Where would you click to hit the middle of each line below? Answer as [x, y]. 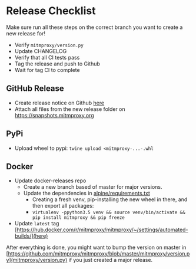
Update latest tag [37, 224]
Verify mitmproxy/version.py [49, 45]
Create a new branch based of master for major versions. [93, 187]
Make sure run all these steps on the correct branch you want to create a [94, 27]
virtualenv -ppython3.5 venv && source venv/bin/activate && [109, 213]
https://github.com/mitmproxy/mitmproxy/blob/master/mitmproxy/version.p [99, 254]
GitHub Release [35, 89]
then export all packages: [63, 206]
